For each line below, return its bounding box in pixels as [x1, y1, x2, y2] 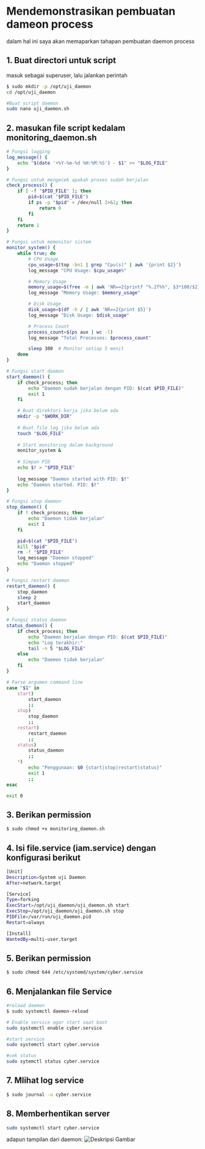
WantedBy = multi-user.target [6, 936, 78, 942]
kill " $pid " [17, 544, 48, 550]
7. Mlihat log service [6, 1076, 84, 1086]
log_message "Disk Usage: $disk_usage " [28, 312, 130, 318]
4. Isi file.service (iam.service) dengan [6, 843, 157, 853]
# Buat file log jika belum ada [17, 424, 99, 431]
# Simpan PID [17, 459, 51, 465]
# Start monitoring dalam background [17, 442, 113, 448]
